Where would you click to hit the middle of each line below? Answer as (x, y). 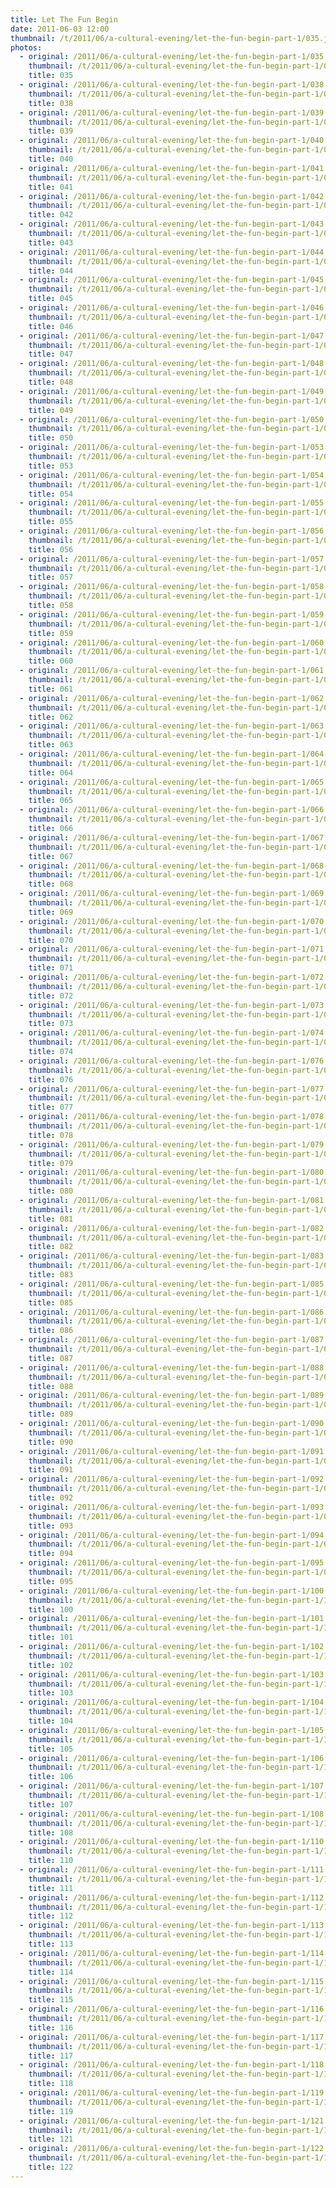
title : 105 (51, 1749)
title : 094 (51, 1554)
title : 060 (51, 661)
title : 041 (51, 187)
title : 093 (51, 1526)
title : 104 (51, 1721)
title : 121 (51, 2139)
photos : (26, 47)
